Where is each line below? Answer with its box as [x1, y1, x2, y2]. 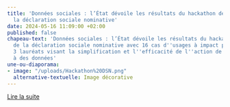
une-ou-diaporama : [7, 61, 60, 68]
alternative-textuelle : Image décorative [13, 73, 133, 81]
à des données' [13, 55, 57, 62]
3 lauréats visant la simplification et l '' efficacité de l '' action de [13, 49, 222, 56]
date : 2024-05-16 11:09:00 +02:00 [7, 23, 106, 29]
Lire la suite [7, 93, 40, 101]
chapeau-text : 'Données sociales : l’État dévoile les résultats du [7, 36, 207, 43]
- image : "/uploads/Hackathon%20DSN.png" [7, 67, 127, 74]
